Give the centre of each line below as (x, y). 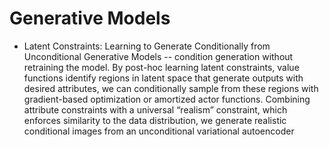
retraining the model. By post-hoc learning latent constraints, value (161, 67)
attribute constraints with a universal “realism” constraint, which (155, 109)
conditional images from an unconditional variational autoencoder (159, 131)
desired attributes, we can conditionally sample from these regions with (171, 88)
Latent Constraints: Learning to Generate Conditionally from (147, 46)
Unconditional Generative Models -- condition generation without (158, 56)
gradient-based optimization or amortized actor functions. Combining (167, 99)
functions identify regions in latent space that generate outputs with (163, 78)
